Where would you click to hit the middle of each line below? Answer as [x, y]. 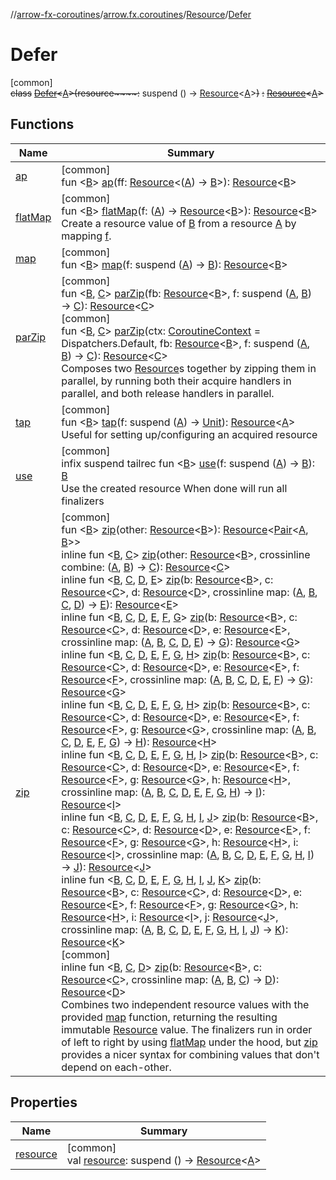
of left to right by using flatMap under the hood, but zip [189, 1042]
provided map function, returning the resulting [169, 1017]
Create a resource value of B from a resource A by [179, 223]
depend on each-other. [116, 1067]
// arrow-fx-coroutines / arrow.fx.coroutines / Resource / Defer [131, 14]
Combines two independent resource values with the [185, 1004]
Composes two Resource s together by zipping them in [189, 368]
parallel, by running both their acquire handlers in [176, 381]
